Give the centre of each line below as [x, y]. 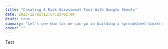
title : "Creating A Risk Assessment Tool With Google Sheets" [71, 10]
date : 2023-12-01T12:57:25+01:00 [40, 14]
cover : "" [15, 28]
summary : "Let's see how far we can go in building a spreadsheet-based [82, 24]
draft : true [17, 19]
